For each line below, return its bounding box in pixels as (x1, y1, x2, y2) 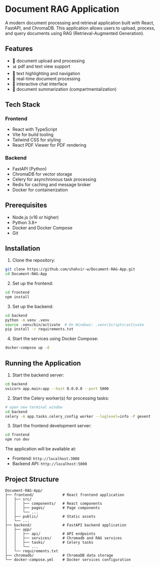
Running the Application (5, 359, 81, 367)
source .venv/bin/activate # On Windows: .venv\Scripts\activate (5, 322, 144, 327)
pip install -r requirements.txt (5, 327, 74, 332)
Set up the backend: (12, 303, 54, 309)
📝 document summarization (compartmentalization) (12, 86, 117, 92)
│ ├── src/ (5, 496, 32, 502)
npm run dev (5, 437, 30, 442)
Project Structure (5, 475, 59, 484)
